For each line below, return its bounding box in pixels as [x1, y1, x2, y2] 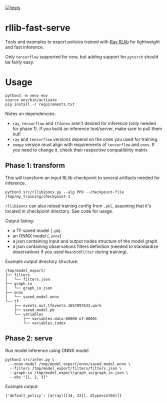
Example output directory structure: [5, 258, 78, 264]
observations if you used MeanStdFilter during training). [12, 248, 128, 254]
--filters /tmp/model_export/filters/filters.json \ [9, 365, 122, 371]
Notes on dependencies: [5, 110, 56, 116]
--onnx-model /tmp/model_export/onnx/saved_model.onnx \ [9, 361, 131, 366]
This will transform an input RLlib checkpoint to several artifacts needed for [5, 174, 160, 180]
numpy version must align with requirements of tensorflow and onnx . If [12, 141, 155, 147]
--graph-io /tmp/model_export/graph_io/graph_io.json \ [9, 370, 128, 375]
